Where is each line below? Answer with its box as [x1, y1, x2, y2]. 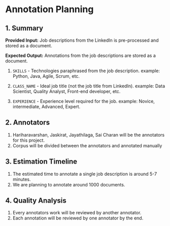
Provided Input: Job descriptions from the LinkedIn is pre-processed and [5, 37, 159, 43]
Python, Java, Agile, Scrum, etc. [12, 73, 80, 79]
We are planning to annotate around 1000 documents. [12, 181, 125, 187]
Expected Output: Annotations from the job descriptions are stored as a [5, 52, 156, 58]
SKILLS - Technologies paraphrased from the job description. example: [12, 68, 160, 74]
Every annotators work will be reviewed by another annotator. [12, 210, 142, 216]
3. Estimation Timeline [5, 157, 78, 166]
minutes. [12, 176, 31, 182]
